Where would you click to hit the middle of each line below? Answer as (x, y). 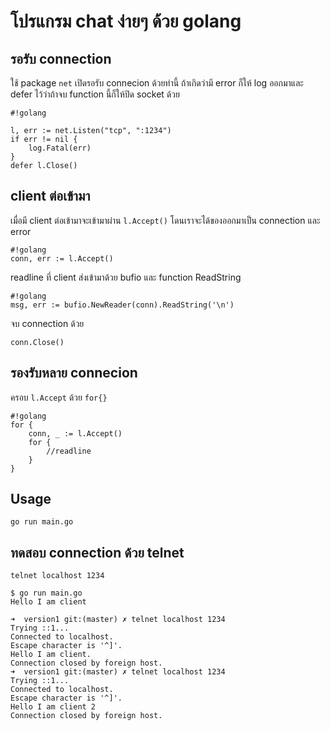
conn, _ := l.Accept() (75, 433)
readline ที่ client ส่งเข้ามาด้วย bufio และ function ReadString (126, 277)
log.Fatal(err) (60, 148)
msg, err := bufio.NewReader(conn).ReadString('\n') (122, 305)
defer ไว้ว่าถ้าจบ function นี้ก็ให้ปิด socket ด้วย (95, 94)
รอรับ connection (61, 58)
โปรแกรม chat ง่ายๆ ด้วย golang (126, 21)
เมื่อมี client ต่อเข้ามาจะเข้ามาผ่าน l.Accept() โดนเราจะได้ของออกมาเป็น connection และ (165, 220)
